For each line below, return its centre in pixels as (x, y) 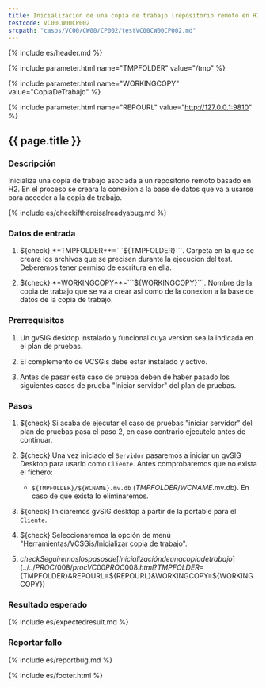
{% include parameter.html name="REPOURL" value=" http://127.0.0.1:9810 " (130, 107)
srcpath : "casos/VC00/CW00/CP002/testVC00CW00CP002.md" (102, 30)
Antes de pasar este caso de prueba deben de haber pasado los (124, 377)
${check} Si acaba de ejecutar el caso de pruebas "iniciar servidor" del (136, 423)
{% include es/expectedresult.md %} (68, 622)
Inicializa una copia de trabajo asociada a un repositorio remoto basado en (130, 181)
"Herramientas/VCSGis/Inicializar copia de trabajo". (103, 543)
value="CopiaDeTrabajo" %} (55, 92)
